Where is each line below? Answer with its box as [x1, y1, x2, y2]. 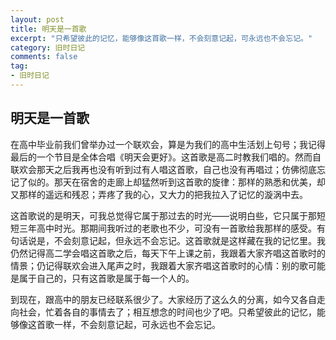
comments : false [10, 52, 78, 62]
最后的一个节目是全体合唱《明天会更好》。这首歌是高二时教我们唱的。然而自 [10, 151, 322, 163]
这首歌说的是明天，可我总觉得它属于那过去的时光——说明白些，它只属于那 [10, 209, 317, 221]
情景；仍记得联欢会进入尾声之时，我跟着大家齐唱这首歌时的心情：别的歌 [10, 259, 308, 271]
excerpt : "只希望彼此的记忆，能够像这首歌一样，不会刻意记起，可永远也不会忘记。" [10, 33, 313, 43]
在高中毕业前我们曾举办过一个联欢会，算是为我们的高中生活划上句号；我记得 [10, 138, 326, 150]
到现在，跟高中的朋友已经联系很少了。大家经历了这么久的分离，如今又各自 [10, 293, 317, 305]
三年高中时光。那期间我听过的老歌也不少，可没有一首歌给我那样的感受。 [18, 222, 317, 234]
